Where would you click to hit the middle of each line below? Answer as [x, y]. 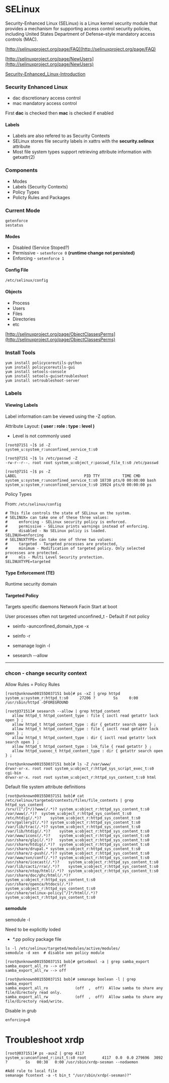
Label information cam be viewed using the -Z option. [61, 416]
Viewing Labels [22, 405]
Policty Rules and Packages [41, 197]
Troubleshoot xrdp [45, 1040]
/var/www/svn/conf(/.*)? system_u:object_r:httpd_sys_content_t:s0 [77, 858]
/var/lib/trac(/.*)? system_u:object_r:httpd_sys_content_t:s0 [73, 827]
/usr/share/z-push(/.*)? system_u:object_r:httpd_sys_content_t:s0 [77, 853]
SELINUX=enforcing [24, 535]
